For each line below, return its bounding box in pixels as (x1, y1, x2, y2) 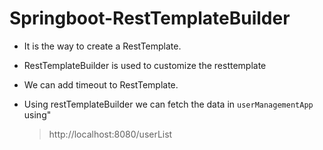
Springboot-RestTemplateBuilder (9, 7, 291, 30)
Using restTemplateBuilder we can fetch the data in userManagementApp (23, 98, 314, 110)
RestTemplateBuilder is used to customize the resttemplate (23, 59, 267, 71)
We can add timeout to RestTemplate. (23, 78, 179, 91)
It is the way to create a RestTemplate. (23, 40, 182, 52)
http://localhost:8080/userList (48, 128, 173, 140)
